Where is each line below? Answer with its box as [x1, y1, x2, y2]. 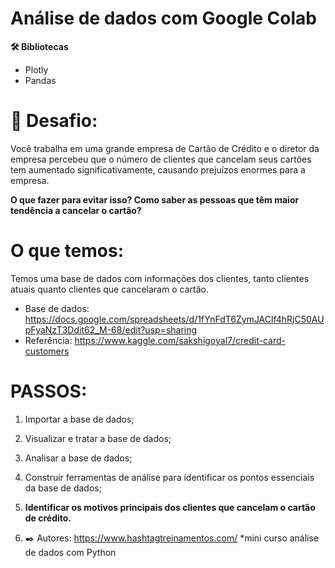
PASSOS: [10, 380, 88, 402]
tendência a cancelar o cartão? [10, 204, 142, 216]
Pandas [24, 74, 57, 86]
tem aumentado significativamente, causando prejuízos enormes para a [10, 163, 306, 176]
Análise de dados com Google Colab [10, 7, 317, 30]
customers [24, 345, 70, 357]
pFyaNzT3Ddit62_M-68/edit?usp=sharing [24, 323, 198, 336]
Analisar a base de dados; [24, 452, 133, 464]
